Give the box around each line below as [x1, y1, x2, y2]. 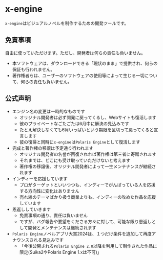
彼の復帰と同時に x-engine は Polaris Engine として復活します [19, 139, 141, 145]
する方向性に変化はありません [19, 188, 80, 194]
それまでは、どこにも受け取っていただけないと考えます [19, 157, 131, 163]
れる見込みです [33, 236, 64, 243]
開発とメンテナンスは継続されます [28, 224, 97, 231]
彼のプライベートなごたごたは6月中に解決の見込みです [19, 120, 129, 126]
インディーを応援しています [12, 175, 68, 182]
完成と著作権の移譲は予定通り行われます [12, 145, 94, 151]
